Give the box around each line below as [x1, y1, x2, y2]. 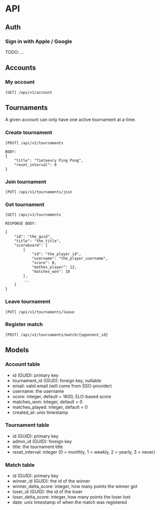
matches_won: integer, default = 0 [12, 399, 83, 405]
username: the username [12, 388, 64, 394]
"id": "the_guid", [14, 234, 52, 240]
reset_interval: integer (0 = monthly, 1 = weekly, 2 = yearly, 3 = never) [12, 449, 156, 455]
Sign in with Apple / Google [5, 38, 72, 45]
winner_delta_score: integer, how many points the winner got [12, 484, 138, 490]
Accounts [5, 63, 36, 72]
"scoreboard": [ [14, 243, 48, 248]
